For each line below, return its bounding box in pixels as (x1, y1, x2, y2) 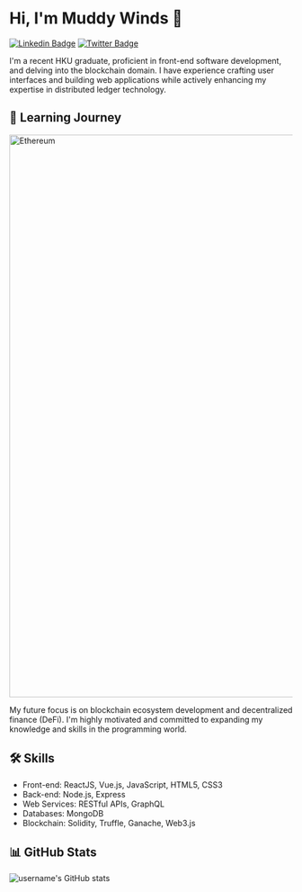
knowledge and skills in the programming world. (9, 724, 187, 734)
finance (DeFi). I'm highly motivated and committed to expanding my (9, 714, 263, 725)
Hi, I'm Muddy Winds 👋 (9, 8, 183, 29)
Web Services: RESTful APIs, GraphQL (22, 798, 164, 809)
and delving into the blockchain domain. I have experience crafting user (9, 65, 275, 76)
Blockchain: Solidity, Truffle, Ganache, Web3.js (22, 817, 196, 828)
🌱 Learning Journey (9, 110, 122, 125)
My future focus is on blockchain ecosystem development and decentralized (9, 704, 293, 715)
